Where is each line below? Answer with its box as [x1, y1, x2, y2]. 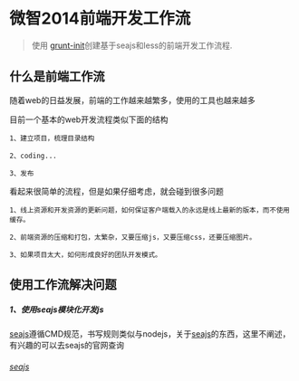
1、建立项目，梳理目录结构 [9, 133, 95, 143]
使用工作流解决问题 [9, 277, 117, 292]
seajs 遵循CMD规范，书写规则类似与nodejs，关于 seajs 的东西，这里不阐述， [9, 329, 291, 339]
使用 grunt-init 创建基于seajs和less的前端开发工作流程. [31, 40, 233, 51]
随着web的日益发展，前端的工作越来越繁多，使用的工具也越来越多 [9, 94, 256, 105]
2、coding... [9, 151, 57, 160]
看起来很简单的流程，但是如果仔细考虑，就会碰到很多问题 [9, 186, 224, 196]
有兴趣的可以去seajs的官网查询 [9, 340, 125, 351]
